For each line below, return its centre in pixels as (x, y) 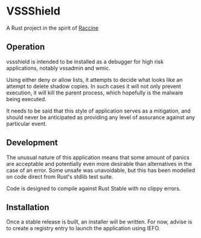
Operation (26, 47)
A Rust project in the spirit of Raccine (53, 28)
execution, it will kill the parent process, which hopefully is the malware (95, 93)
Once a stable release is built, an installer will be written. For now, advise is (99, 222)
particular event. (27, 124)
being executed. (26, 99)
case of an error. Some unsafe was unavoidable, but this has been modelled (101, 170)
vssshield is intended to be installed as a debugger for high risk (85, 61)
